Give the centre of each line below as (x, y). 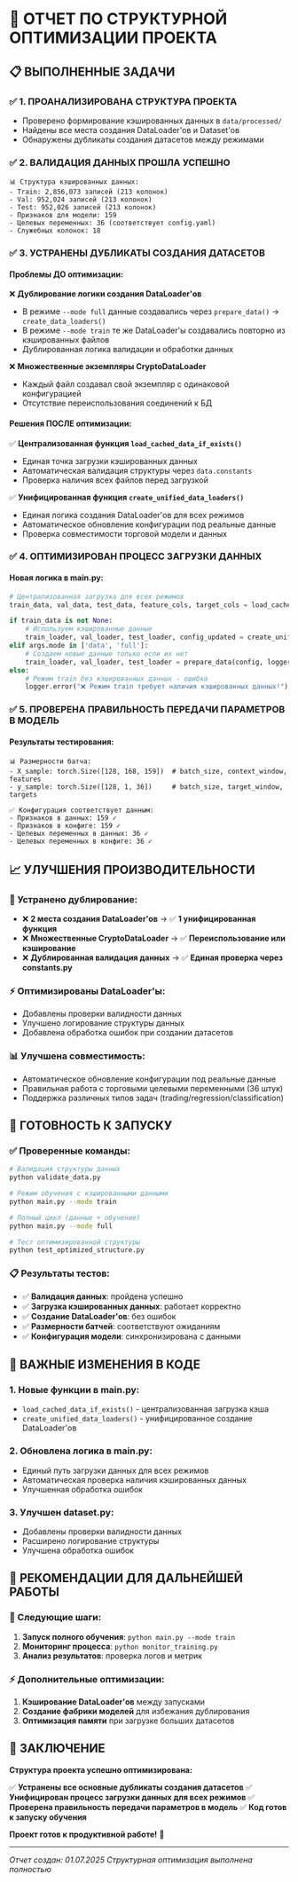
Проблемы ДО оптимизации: (67, 274)
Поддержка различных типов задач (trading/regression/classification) (153, 1098)
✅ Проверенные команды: (70, 1151)
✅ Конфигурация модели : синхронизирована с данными (131, 1336)
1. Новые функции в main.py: (74, 1390)
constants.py (47, 968)
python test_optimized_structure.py (77, 1250)
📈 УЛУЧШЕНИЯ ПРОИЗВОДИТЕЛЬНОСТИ (132, 870)
